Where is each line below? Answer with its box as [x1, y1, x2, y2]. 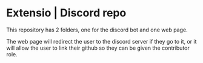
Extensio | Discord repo [6, 6, 127, 20]
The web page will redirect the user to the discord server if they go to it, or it [6, 38, 197, 45]
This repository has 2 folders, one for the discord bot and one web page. [6, 26, 188, 33]
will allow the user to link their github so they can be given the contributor [6, 44, 190, 51]
